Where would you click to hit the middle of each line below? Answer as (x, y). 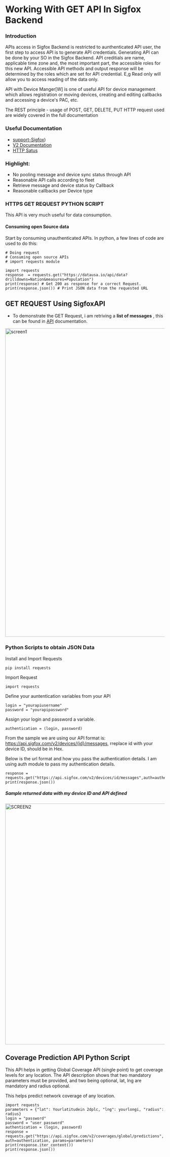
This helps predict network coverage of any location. (60, 1096)
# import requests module (32, 262)
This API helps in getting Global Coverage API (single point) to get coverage (84, 1070)
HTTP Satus (25, 150)
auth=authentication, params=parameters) (50, 1141)
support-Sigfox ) (29, 139)
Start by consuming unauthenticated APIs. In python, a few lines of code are (85, 238)
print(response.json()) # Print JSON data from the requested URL (77, 288)
